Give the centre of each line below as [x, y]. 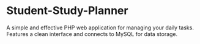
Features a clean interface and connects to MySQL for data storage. [92, 34]
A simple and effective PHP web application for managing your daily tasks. [100, 28]
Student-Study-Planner [67, 11]
